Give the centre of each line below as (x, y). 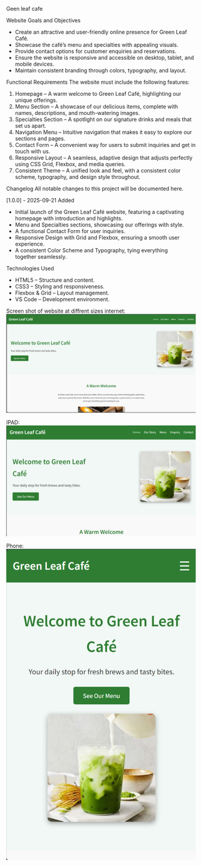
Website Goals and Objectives (44, 20)
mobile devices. (35, 64)
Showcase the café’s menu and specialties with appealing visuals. (96, 45)
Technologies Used (30, 268)
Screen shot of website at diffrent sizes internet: (66, 311)
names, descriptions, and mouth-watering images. (77, 113)
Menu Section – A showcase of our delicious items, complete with (96, 107)
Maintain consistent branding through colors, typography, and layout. (101, 70)
